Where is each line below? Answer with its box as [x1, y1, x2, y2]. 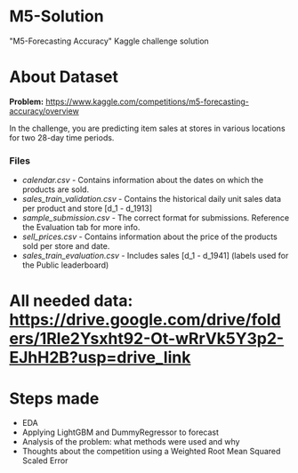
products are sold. [21, 184, 90, 195]
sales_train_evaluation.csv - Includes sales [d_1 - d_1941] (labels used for [21, 251, 289, 261]
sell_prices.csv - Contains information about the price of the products [21, 231, 278, 242]
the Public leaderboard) [21, 260, 109, 270]
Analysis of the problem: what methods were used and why [21, 437, 240, 447]
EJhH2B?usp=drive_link [9, 348, 191, 368]
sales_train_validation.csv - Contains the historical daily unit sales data [21, 194, 282, 204]
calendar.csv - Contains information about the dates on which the [21, 175, 264, 186]
